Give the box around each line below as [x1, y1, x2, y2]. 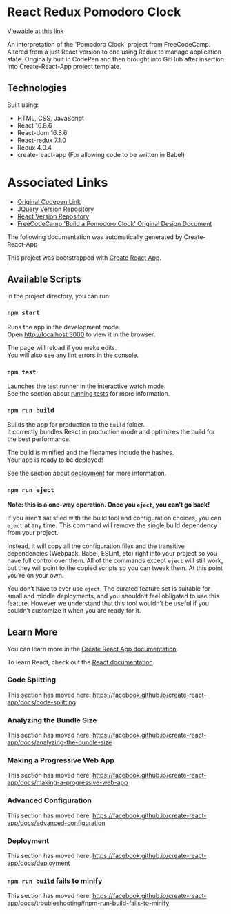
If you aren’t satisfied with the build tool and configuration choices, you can [7, 514, 222, 522]
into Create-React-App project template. [7, 62, 122, 70]
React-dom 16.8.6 [17, 128, 68, 136]
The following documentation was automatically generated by [7, 232, 183, 241]
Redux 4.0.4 [17, 143, 52, 152]
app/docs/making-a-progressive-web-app [7, 778, 128, 786]
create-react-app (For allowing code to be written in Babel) [17, 150, 185, 159]
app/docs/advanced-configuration [7, 818, 106, 827]
